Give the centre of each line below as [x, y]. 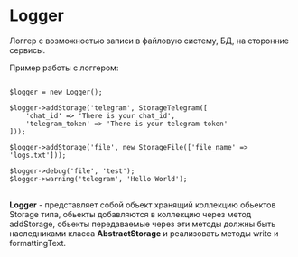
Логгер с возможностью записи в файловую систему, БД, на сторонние [149, 41]
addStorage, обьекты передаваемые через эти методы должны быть [143, 224]
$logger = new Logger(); [56, 92]
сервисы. [28, 50]
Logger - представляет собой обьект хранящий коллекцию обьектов [143, 205]
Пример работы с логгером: [64, 68]
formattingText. [37, 243]
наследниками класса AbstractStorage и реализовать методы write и [144, 233]
